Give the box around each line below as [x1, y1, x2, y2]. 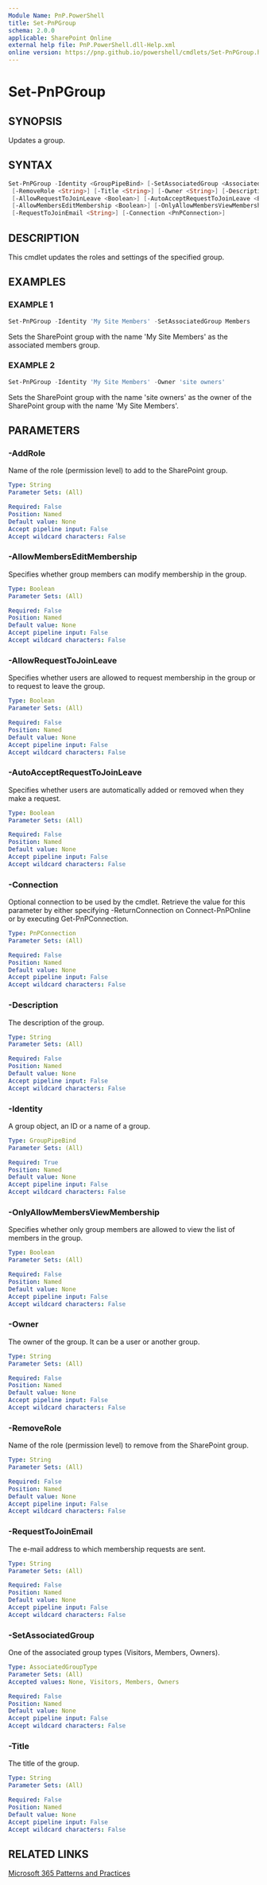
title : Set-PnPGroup [8, 19, 77, 27]
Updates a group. [8, 136, 66, 145]
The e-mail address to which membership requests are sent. [8, 1544, 206, 1553]
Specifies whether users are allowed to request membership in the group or [8, 673, 256, 682]
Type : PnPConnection [8, 930, 77, 938]
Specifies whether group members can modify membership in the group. [8, 569, 247, 579]
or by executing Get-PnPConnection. [8, 914, 129, 923]
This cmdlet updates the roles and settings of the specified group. [8, 252, 225, 262]
